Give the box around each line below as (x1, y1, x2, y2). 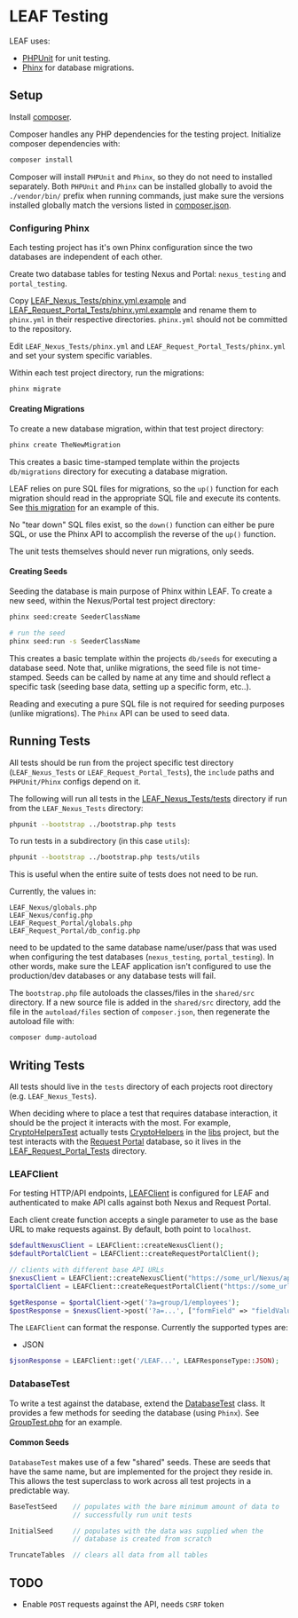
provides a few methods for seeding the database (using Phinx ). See (9, 1407, 260, 1417)
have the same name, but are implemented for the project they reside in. (9, 1466, 273, 1477)
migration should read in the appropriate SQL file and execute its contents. (9, 493, 281, 503)
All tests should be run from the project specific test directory (9, 757, 234, 768)
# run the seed (9, 628, 66, 637)
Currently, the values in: (9, 886, 97, 897)
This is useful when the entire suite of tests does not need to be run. (9, 869, 259, 880)
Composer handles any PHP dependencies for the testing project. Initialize (9, 129, 281, 139)
